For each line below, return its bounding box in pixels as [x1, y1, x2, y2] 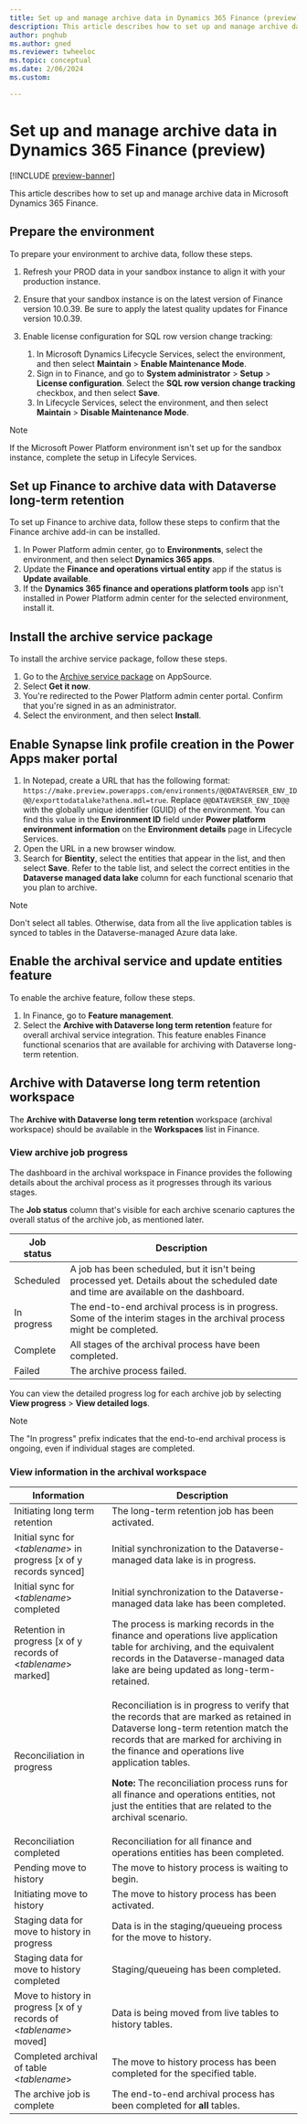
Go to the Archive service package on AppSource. [22, 671, 212, 682]
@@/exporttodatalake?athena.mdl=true [22, 796, 167, 805]
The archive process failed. [69, 1364, 187, 1377]
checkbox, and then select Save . [36, 387, 161, 398]
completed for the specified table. [111, 2067, 258, 2080]
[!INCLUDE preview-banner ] [9, 170, 116, 181]
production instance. [22, 275, 101, 286]
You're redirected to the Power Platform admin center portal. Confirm [22, 691, 283, 702]
